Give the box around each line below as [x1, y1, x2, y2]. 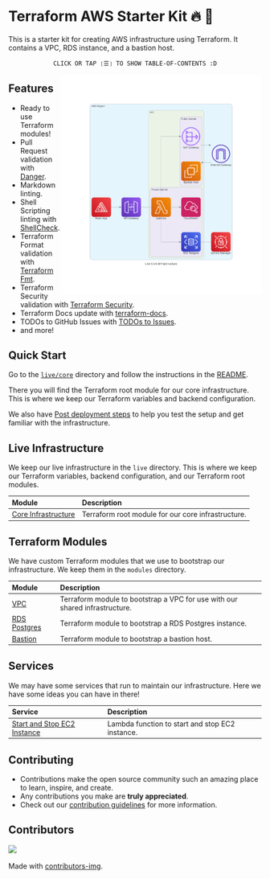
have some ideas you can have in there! [8, 689, 141, 699]
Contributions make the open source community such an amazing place [19, 774, 259, 783]
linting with [19, 214, 57, 224]
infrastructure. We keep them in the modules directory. [8, 565, 186, 574]
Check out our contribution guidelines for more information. [19, 799, 218, 809]
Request [19, 146, 48, 155]
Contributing [8, 753, 74, 766]
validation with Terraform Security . [19, 299, 135, 309]
